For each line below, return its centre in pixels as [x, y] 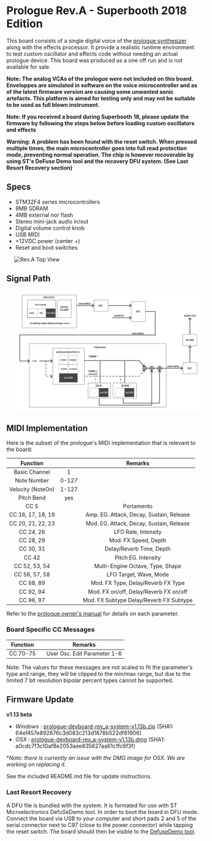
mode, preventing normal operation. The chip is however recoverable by [100, 155]
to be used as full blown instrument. [53, 104]
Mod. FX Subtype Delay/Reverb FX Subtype [138, 600]
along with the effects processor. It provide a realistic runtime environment [100, 47]
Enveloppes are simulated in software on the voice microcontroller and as [102, 85]
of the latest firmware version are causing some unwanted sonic [90, 91]
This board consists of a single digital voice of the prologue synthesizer [97, 41]
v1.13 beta [19, 714]
